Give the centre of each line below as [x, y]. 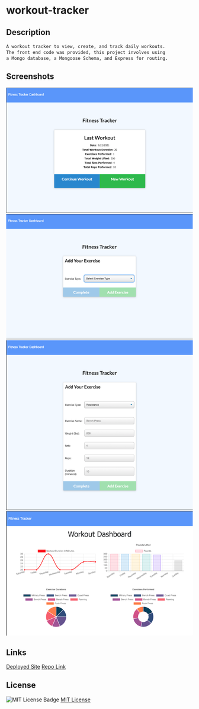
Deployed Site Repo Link [36, 667]
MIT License [75, 700]
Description [28, 32]
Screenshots [30, 77]
